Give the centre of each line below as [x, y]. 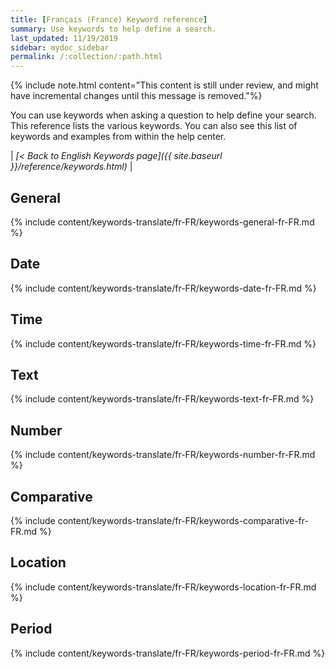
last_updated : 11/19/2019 [64, 38]
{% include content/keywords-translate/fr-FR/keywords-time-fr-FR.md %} [163, 343]
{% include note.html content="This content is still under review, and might [164, 85]
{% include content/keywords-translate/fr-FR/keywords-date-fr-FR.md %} [163, 288]
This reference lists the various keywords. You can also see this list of [154, 126]
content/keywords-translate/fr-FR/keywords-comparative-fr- [183, 520]
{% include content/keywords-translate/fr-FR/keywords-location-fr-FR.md [163, 587]
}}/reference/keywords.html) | [71, 167]
